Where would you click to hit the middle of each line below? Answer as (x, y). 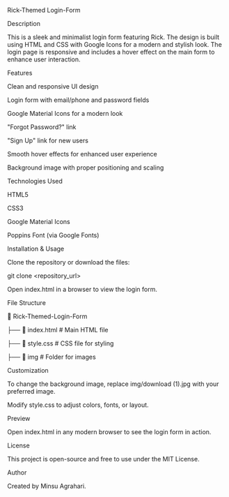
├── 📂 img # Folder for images (52, 357)
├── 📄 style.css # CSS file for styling (61, 343)
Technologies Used (35, 181)
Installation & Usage (36, 248)
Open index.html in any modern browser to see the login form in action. (109, 432)
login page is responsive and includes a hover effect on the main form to (111, 52)
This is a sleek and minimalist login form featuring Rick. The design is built (113, 37)
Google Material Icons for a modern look (65, 113)
